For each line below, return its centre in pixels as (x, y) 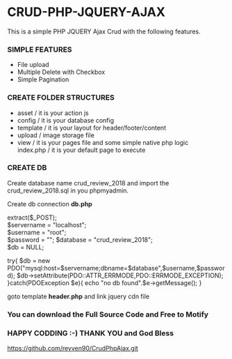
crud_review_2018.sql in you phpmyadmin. (68, 190)
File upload (33, 65)
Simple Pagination (43, 79)
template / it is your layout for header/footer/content (92, 128)
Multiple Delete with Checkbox (61, 72)
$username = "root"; (37, 232)
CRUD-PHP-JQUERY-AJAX (86, 12)
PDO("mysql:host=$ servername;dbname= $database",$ (87, 268)
